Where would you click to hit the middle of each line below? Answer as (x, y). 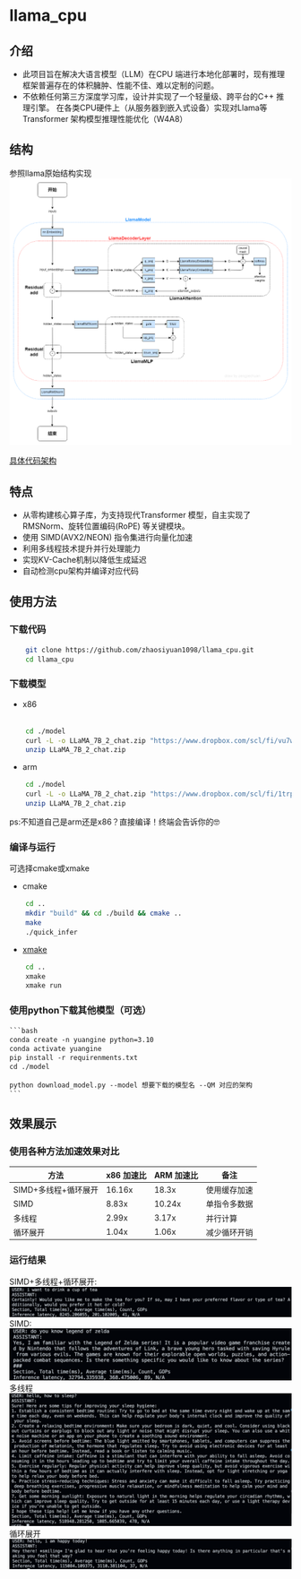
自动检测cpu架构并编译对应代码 (80, 571)
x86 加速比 (126, 1175)
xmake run (44, 986)
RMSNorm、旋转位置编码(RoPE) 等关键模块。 (106, 526)
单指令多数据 (229, 1204)
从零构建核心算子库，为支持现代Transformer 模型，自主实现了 (137, 515)
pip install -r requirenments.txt (74, 1057)
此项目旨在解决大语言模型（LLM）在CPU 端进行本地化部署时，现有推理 (153, 74)
